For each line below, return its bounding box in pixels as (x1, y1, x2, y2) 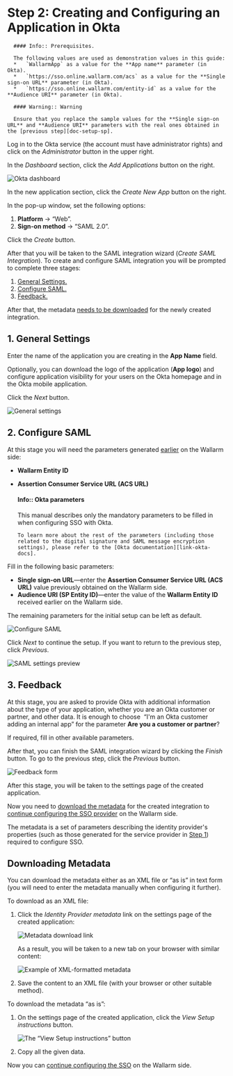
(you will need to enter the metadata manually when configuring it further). (7, 883, 221, 892)
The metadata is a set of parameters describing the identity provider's (7, 822, 208, 831)
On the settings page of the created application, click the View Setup (17, 1013, 215, 1022)
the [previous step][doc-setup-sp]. (7, 127, 113, 135)
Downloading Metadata (7, 857, 111, 870)
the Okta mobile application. (7, 380, 88, 388)
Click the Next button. (7, 393, 70, 401)
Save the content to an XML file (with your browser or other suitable (17, 979, 212, 988)
